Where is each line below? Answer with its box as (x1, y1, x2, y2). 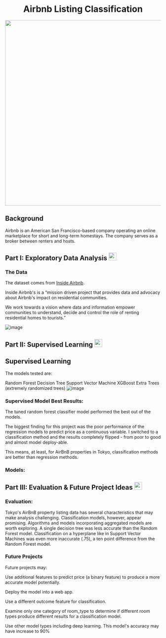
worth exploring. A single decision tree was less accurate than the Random (5, 525, 158, 531)
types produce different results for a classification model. (5, 613, 122, 619)
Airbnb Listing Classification (23, 3, 143, 15)
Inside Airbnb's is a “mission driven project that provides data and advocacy (5, 289, 161, 295)
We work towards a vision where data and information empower (5, 304, 135, 310)
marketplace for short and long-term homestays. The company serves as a (5, 232, 158, 238)
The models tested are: (5, 370, 52, 376)
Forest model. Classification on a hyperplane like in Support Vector (5, 530, 141, 536)
